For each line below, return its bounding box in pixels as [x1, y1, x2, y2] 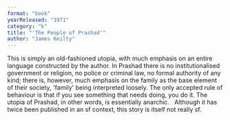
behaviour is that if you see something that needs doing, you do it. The [7, 91, 208, 99]
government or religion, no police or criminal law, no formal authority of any [7, 69, 222, 77]
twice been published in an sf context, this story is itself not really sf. [7, 106, 202, 114]
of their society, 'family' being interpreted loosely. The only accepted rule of [7, 84, 223, 92]
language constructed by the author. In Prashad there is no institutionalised [7, 62, 220, 70]
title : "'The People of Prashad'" [7, 29, 107, 36]
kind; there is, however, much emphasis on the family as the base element [7, 76, 218, 84]
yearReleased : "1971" [7, 16, 70, 23]
